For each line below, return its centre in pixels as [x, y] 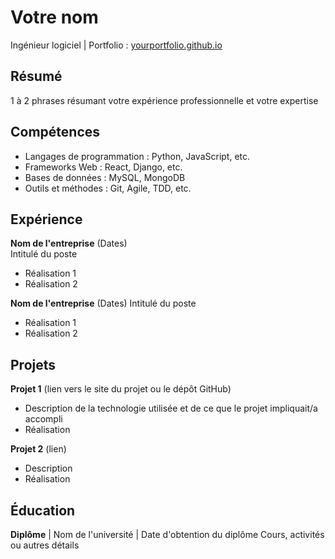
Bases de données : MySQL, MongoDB [105, 177]
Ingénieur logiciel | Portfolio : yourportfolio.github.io [116, 45]
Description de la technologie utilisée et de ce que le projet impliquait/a [171, 408]
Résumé [36, 76]
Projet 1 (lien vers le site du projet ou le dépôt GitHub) [121, 389]
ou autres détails [45, 545]
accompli [43, 419]
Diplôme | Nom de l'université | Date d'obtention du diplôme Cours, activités [167, 534]
